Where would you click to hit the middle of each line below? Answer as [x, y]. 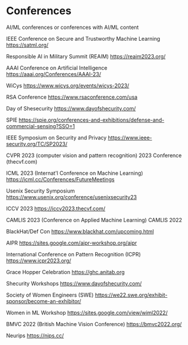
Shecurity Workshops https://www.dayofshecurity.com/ [74, 283]
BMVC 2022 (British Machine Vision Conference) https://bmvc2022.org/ [94, 324]
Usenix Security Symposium [40, 191]
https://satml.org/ [27, 45]
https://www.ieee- [130, 138]
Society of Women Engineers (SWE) [50, 295]
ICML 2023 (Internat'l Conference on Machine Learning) [75, 173]
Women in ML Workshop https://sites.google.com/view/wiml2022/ [87, 313]
